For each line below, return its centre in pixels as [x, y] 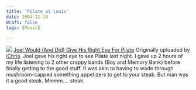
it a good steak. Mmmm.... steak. [45, 81]
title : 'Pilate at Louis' [37, 11]
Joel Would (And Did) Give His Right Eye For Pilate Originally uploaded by [102, 50]
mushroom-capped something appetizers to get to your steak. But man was [97, 75]
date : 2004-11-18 [27, 17]
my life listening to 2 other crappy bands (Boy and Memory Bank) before [93, 62]
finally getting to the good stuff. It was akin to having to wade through [90, 69]
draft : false [22, 22]
